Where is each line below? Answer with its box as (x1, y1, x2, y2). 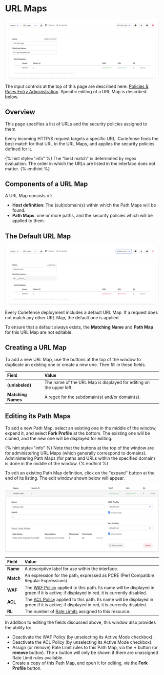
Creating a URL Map (5, 344, 67, 352)
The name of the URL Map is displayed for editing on (44, 379, 150, 386)
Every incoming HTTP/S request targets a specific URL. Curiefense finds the (5, 135, 159, 142)
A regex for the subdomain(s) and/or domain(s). (44, 394, 141, 400)
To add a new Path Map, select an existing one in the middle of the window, (5, 425, 157, 431)
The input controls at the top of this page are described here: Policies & (5, 83, 149, 89)
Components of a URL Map (5, 180, 88, 188)
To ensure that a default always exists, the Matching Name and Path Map (5, 324, 154, 330)
